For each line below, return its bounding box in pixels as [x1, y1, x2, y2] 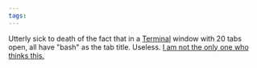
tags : [8, 11, 27, 20]
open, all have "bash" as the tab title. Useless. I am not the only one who [8, 42, 250, 52]
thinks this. [8, 50, 45, 60]
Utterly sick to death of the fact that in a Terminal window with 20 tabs [8, 34, 242, 43]
